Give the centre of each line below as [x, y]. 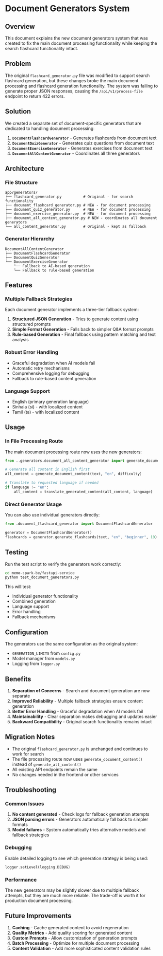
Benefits [18, 679]
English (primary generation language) [50, 402]
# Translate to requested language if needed [52, 483]
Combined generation [34, 601]
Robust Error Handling [32, 352]
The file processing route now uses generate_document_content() [77, 759]
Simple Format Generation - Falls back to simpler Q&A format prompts [83, 330]
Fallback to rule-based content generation [54, 378]
